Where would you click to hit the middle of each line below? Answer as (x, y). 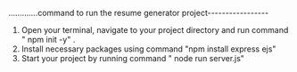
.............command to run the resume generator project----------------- (139, 13)
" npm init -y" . (48, 40)
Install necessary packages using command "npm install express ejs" (148, 49)
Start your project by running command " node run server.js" (132, 58)
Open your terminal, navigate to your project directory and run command (155, 30)
